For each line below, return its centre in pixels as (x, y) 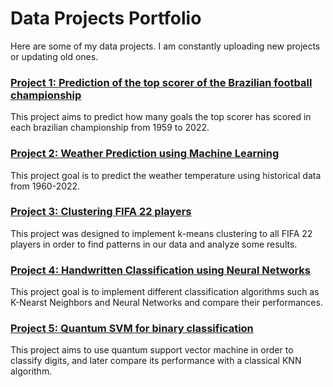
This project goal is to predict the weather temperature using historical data (166, 175)
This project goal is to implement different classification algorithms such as (165, 292)
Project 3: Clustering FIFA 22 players (101, 212)
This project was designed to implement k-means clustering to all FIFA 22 (161, 233)
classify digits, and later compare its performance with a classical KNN (156, 361)
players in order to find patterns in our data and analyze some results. (154, 244)
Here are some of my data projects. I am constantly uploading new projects (165, 46)
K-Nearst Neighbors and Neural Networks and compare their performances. (166, 303)
